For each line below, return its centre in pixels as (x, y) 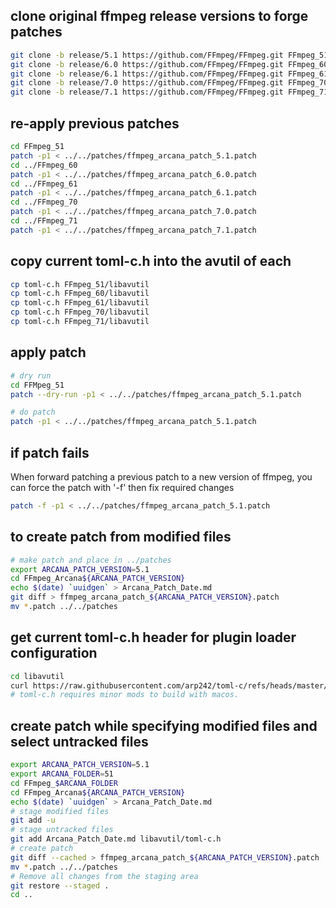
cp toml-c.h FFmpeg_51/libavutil (80, 284)
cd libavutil (37, 676)
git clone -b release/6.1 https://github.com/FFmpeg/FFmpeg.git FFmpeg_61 (169, 74)
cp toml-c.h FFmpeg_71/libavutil (80, 322)
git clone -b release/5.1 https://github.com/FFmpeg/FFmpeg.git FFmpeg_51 (169, 55)
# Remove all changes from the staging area (104, 876)
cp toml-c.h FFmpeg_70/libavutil (80, 312)
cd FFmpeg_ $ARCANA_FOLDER (64, 783)
